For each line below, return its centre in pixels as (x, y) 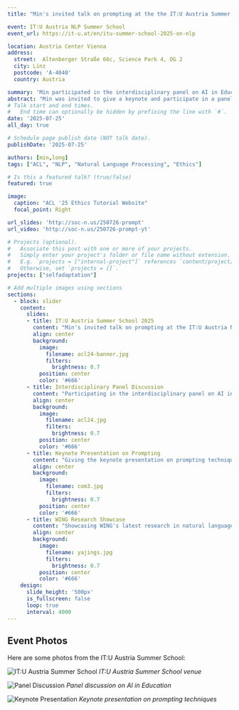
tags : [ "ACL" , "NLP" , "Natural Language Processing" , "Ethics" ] (105, 164)
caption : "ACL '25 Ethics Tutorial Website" (81, 203)
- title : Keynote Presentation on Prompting (93, 453)
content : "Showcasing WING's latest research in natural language (133, 526)
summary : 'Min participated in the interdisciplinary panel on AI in (113, 92)
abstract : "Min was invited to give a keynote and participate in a (111, 99)
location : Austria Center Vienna (57, 46)
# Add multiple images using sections (65, 288)
